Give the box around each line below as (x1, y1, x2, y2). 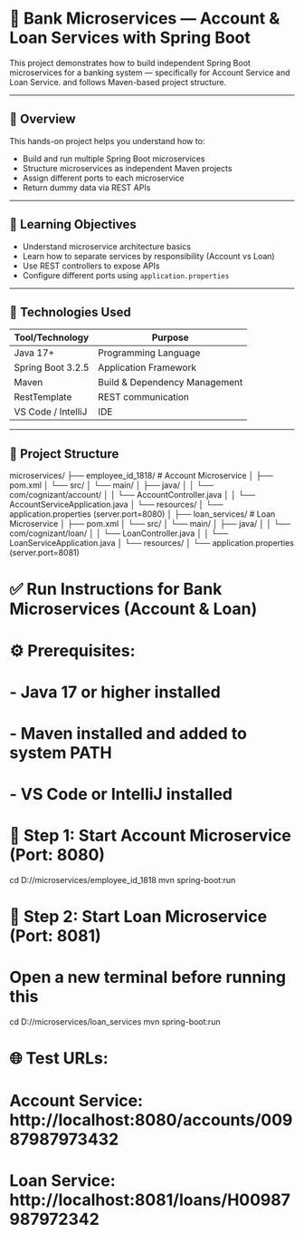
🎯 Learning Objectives (9, 217, 138, 232)
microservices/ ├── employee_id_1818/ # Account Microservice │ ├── (9, 471, 273, 481)
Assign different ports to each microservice (22, 172, 185, 183)
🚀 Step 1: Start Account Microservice (9, 825, 292, 846)
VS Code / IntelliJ (14, 405, 88, 418)
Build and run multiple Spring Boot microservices (22, 153, 205, 164)
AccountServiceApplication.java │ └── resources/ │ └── (9, 499, 223, 510)
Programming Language (98, 346, 201, 359)
